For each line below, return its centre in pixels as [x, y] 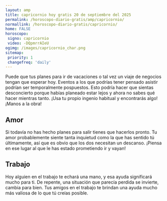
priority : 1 [20, 57]
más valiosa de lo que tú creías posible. [47, 193]
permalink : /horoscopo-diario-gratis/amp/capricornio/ [65, 19]
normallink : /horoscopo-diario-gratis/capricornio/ [61, 24]
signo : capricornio [28, 39]
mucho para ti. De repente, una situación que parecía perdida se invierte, [82, 182]
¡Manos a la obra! [23, 104]
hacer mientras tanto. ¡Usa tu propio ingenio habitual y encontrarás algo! [81, 98]
